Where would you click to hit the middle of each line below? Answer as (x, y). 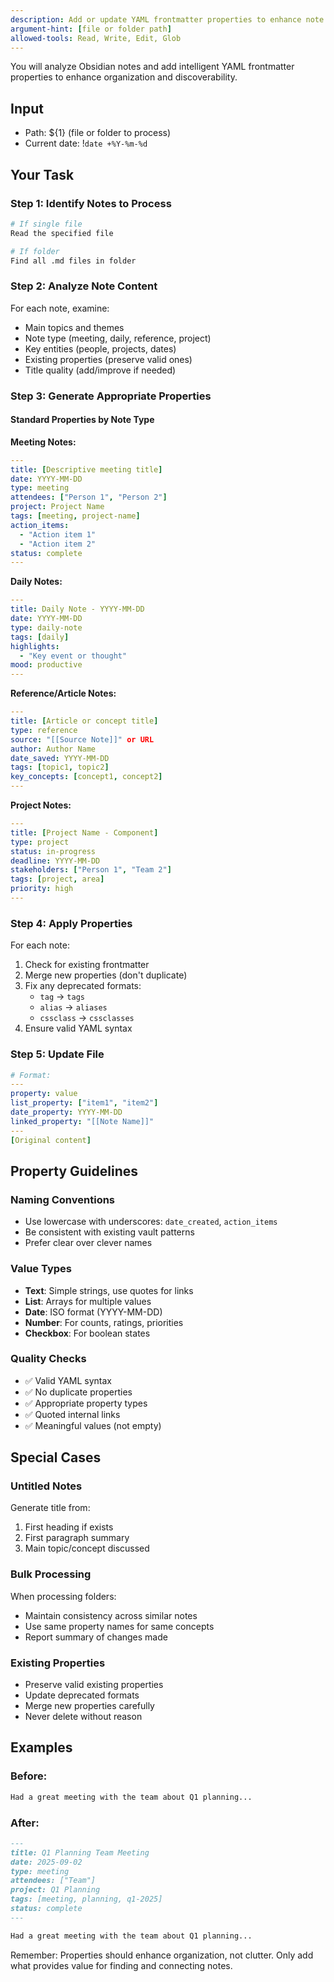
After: (25, 1823)
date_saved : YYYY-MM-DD (60, 758)
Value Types (41, 1269)
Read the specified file (62, 233)
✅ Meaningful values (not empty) (93, 1425)
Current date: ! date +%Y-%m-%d (86, 143)
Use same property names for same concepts (119, 1626)
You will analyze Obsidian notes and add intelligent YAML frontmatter (152, 67)
